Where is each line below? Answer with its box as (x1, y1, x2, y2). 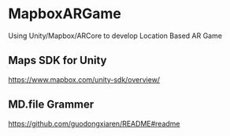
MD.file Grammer (8, 98, 95, 111)
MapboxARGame (8, 5, 122, 23)
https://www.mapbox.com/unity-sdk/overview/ (8, 74, 160, 84)
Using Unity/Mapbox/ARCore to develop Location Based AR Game (8, 31, 223, 40)
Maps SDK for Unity (8, 54, 107, 67)
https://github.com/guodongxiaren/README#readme (8, 119, 180, 128)
